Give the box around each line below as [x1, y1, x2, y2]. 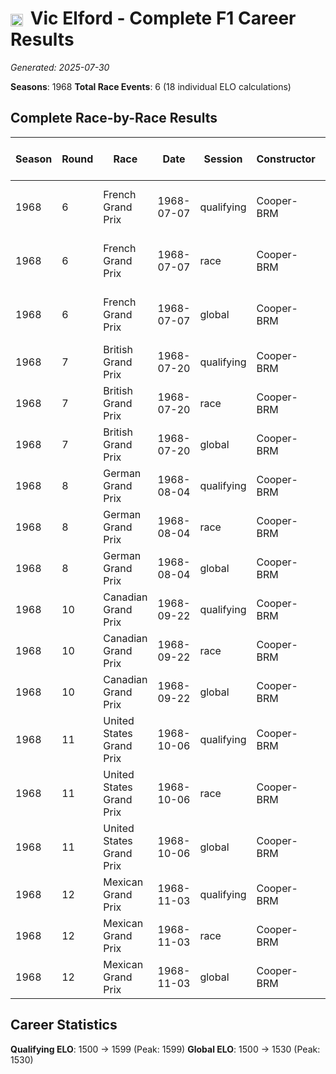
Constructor [256, 152, 316, 166]
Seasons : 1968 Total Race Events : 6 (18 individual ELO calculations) [10, 80, 292, 92]
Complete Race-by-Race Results [10, 110, 218, 127]
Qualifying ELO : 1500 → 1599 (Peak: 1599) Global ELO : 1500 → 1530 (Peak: [10, 1043, 321, 1055]
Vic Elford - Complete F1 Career [29, 7, 297, 30]
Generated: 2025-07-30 [10, 61, 110, 73]
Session [203, 152, 243, 166]
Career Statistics [10, 1017, 118, 1034]
